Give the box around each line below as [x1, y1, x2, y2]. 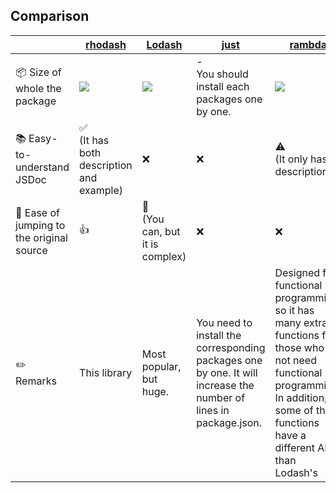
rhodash [85, 37, 127, 51]
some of [274, 403, 314, 417]
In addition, [274, 390, 328, 404]
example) [79, 183, 124, 197]
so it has [274, 303, 315, 317]
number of [196, 390, 246, 404]
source [15, 243, 48, 257]
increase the [196, 378, 255, 392]
